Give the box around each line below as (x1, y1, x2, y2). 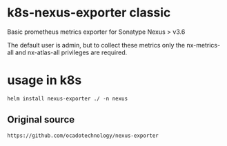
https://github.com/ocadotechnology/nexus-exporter (7, 132, 159, 139)
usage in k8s (7, 72, 82, 88)
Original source (7, 114, 75, 125)
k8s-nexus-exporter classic (7, 5, 171, 21)
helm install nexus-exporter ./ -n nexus (7, 95, 128, 102)
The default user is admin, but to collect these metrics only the (7, 41, 186, 49)
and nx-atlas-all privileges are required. (14, 48, 128, 56)
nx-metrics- (186, 41, 221, 49)
